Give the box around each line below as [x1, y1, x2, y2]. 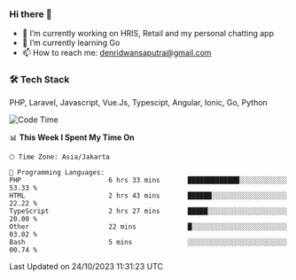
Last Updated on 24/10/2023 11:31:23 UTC [9, 261, 164, 271]
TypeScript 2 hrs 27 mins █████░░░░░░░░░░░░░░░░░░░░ [9, 206, 288, 215]
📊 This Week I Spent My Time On [9, 132, 135, 143]
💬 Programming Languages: [9, 167, 105, 176]
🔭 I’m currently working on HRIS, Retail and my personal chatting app [21, 28, 275, 39]
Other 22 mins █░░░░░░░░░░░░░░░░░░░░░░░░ [9, 222, 288, 231]
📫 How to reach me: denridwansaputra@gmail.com [21, 48, 212, 58]
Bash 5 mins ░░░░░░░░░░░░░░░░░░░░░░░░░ [9, 237, 288, 246]
